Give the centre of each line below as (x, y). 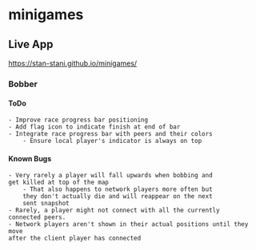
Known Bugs (30, 158)
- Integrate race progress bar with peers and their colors (111, 134)
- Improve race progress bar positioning (78, 120)
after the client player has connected (75, 238)
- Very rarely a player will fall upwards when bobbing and (111, 176)
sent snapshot (46, 204)
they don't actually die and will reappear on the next (118, 196)
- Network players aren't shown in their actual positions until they (128, 224)
